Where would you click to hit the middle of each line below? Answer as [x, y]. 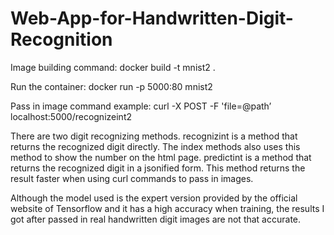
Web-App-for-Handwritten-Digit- [152, 18]
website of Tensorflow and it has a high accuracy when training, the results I [167, 208]
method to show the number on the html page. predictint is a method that [161, 157]
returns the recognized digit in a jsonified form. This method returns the [158, 168]
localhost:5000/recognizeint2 [71, 116]
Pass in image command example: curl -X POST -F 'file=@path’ [141, 106]
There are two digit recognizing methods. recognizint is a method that [154, 136]
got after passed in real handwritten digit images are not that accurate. [156, 219]
